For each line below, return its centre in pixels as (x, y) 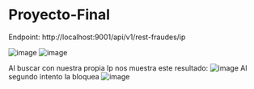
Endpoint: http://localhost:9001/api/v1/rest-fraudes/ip (97, 37)
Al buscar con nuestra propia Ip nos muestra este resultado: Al (128, 68)
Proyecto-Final (59, 15)
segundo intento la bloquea (54, 76)
